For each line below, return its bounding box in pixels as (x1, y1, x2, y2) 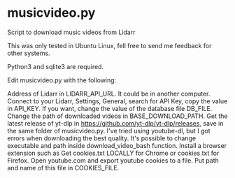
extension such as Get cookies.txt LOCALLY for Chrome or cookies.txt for (7, 149, 220, 157)
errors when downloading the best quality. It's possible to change (7, 134, 197, 142)
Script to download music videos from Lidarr (7, 28, 136, 36)
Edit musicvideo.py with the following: (7, 75, 117, 84)
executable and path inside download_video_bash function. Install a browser (7, 141, 227, 149)
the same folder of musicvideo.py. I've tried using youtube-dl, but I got (7, 126, 211, 135)
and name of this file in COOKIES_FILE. (7, 163, 120, 172)
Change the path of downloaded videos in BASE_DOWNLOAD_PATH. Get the (7, 112, 228, 120)
